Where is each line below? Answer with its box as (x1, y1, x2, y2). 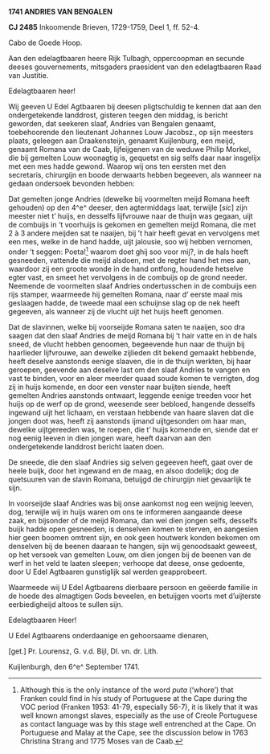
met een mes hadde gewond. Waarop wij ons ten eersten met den (8, 162, 227, 171)
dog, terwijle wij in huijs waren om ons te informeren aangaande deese (8, 506, 243, 517)
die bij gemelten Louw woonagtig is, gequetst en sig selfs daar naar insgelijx (8, 153, 261, 162)
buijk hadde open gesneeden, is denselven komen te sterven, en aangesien (8, 524, 259, 534)
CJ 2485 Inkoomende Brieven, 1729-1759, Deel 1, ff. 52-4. (8, 23, 200, 31)
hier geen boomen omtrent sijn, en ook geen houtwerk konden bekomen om (8, 532, 260, 542)
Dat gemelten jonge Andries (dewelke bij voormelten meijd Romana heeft (8, 195, 251, 203)
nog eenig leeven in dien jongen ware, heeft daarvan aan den (8, 433, 211, 443)
